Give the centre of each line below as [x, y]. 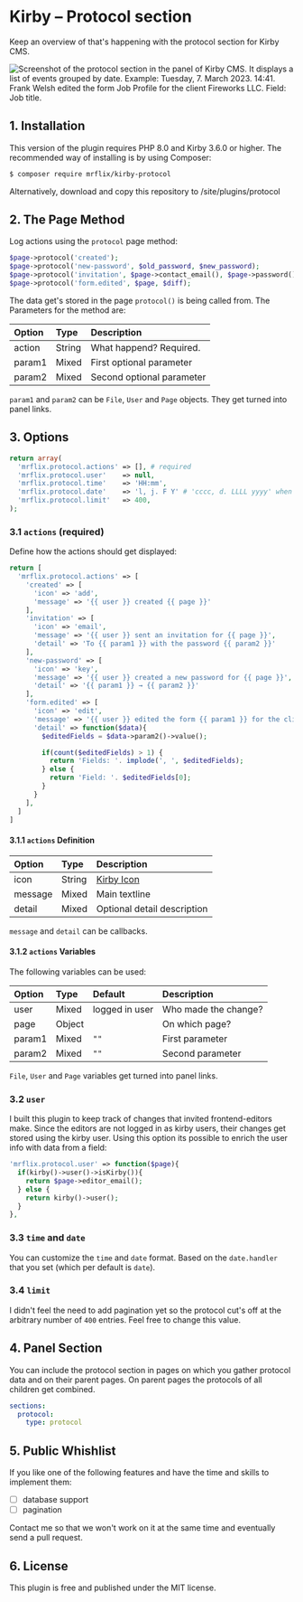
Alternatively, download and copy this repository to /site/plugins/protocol [145, 191]
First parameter [195, 1039]
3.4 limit [30, 1290]
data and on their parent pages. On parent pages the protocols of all [136, 1380]
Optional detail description [152, 909]
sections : [28, 1406]
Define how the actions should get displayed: [93, 551]
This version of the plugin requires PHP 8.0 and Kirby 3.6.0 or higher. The [146, 147]
